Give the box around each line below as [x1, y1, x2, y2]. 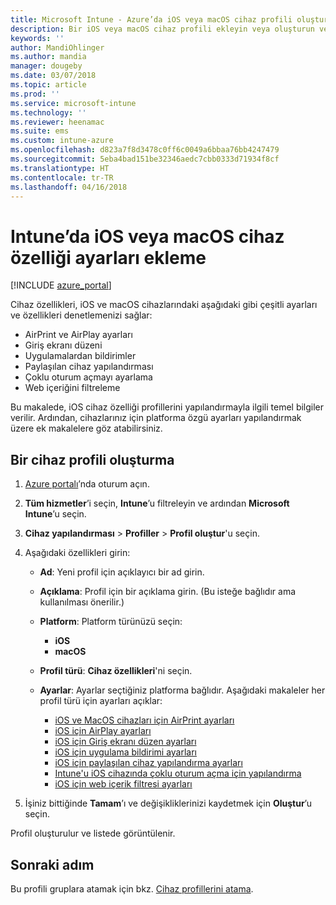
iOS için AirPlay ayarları [54, 725, 152, 737]
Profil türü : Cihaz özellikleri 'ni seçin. [39, 665, 193, 677]
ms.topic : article [10, 80, 87, 90]
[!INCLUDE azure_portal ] [10, 279, 112, 291]
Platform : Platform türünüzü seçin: [39, 616, 183, 628]
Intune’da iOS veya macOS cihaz [10, 225, 285, 248]
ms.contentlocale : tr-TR [10, 172, 114, 183]
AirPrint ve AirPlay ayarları [24, 329, 133, 341]
